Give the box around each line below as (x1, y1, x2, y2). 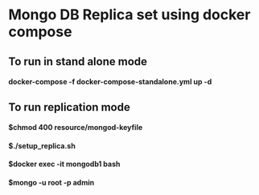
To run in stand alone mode (8, 55, 147, 68)
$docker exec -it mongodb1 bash (8, 159, 121, 169)
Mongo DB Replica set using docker (8, 6, 251, 24)
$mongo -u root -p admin (8, 177, 95, 187)
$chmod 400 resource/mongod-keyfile (8, 123, 143, 132)
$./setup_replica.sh (8, 140, 76, 150)
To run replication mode (8, 100, 130, 114)
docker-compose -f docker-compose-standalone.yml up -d (8, 77, 212, 87)
